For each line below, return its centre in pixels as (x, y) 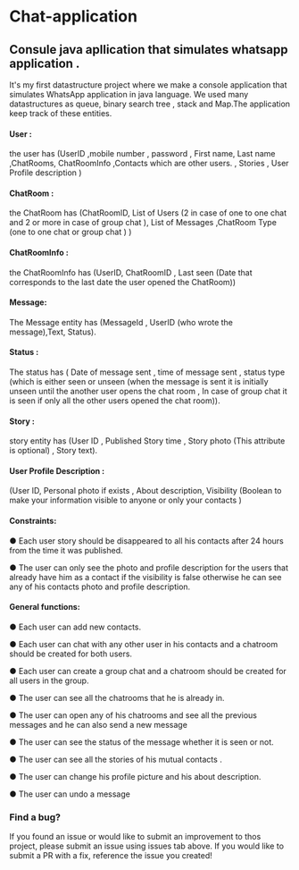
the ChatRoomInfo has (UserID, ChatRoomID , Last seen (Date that (131, 272)
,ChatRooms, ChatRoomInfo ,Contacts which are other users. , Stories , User (149, 164)
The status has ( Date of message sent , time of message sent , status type (147, 372)
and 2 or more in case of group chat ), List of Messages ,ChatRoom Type (143, 223)
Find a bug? (35, 817)
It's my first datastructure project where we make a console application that (148, 85)
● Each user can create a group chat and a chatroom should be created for (148, 671)
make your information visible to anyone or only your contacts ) (126, 500)
